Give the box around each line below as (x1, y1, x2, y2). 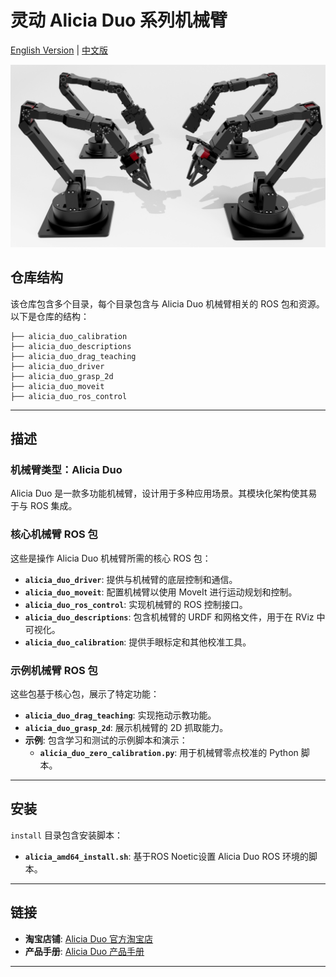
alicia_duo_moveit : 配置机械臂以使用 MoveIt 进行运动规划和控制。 (24, 586, 298, 598)
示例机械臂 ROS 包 (10, 663, 98, 677)
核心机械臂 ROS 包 (10, 527, 98, 541)
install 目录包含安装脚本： (10, 829, 124, 841)
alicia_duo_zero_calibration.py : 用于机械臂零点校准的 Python (39, 746, 299, 758)
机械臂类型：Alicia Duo (10, 462, 123, 476)
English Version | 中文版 (10, 44, 109, 56)
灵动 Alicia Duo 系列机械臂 (10, 9, 228, 32)
